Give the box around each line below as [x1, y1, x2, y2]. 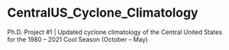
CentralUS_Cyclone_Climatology [7, 5, 198, 21]
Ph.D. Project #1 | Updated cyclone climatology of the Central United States [7, 28, 223, 36]
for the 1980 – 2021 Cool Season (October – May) [7, 35, 148, 43]
